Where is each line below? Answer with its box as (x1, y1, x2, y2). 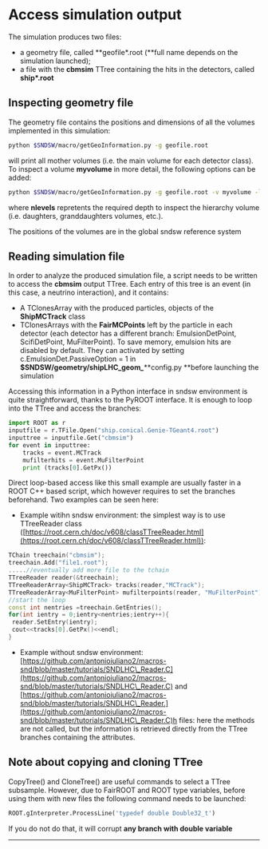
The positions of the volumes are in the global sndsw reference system (8, 226, 242, 236)
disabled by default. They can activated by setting (19, 346, 185, 355)
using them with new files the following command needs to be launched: (8, 793, 246, 803)
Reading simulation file (8, 249, 125, 263)
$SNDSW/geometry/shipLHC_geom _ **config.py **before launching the (19, 363, 259, 372)
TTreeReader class (19, 519, 82, 529)
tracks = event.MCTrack (22, 449, 102, 457)
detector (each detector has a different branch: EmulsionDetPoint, (19, 329, 237, 339)
